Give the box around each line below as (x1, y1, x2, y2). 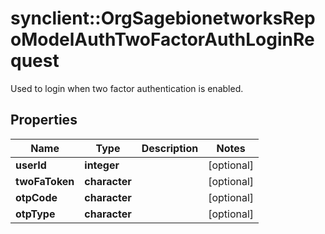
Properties (10, 112, 78, 129)
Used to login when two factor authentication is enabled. (10, 82, 244, 94)
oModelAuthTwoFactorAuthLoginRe (10, 28, 315, 51)
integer (84, 158, 120, 172)
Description (141, 141, 199, 155)
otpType (15, 207, 56, 221)
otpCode (15, 190, 58, 204)
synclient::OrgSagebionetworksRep (10, 7, 316, 30)
